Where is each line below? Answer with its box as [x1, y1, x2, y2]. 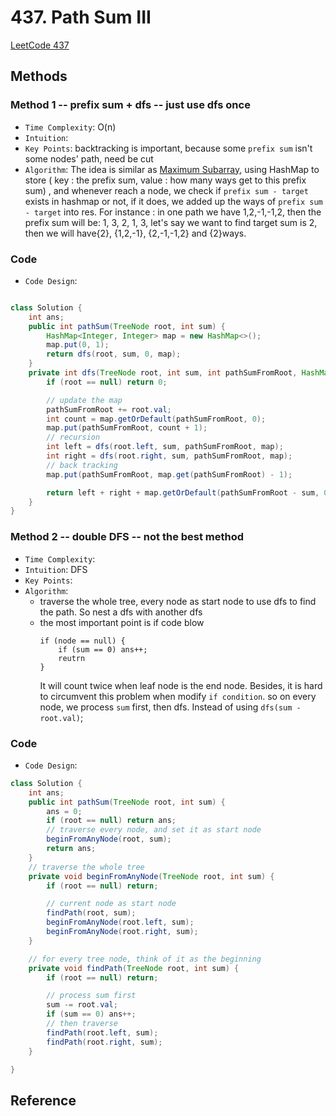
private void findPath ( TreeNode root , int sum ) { [28, 963, 240, 973]
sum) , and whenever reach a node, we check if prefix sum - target [24, 184, 309, 196]
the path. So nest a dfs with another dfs [39, 606, 203, 618]
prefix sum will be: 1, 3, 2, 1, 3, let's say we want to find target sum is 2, [24, 216, 318, 228]
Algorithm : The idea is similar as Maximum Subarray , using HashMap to [24, 163, 320, 175]
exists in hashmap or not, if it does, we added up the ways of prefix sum [24, 195, 323, 207]
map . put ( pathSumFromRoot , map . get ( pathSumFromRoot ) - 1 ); [46, 469, 293, 480]
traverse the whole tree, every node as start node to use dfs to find [39, 595, 317, 607]
